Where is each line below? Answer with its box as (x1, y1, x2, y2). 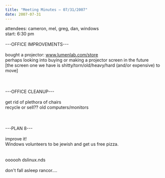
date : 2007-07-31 (5, 12, 41, 17)
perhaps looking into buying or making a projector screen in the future (5, 57, 149, 63)
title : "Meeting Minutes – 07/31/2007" (5, 7, 88, 12)
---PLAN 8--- (5, 125, 33, 131)
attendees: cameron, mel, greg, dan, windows (5, 25, 99, 31)
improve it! (5, 135, 27, 141)
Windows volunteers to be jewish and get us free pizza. (5, 141, 119, 147)
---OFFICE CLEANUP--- (5, 89, 55, 94)
